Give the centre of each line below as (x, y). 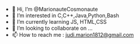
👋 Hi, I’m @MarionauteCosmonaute (55, 9)
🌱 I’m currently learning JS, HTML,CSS (59, 22)
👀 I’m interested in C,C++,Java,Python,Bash (65, 15)
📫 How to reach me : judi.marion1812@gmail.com (73, 35)
